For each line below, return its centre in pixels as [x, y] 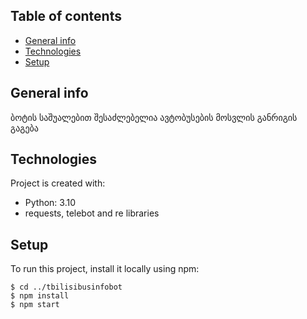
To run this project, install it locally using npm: [105, 269]
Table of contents [66, 16]
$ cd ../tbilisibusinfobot [66, 287]
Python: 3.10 [50, 203]
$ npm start [35, 305]
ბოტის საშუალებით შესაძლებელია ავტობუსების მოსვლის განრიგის [154, 117]
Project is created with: [58, 183]
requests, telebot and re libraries [92, 213]
